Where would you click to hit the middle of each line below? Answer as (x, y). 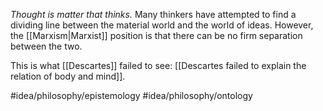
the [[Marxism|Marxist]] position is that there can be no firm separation (156, 35)
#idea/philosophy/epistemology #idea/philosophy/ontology (131, 95)
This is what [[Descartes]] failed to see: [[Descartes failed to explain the (158, 65)
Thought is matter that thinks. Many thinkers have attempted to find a (153, 14)
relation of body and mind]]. (68, 76)
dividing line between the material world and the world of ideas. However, (162, 25)
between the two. (46, 46)
